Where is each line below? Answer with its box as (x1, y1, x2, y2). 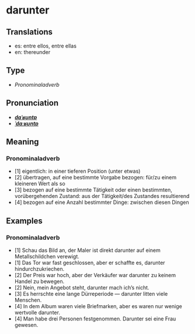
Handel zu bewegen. (14, 278, 65, 285)
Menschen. (14, 296, 42, 304)
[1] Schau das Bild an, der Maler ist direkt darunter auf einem (14, 247, 161, 254)
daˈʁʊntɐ (14, 114, 37, 121)
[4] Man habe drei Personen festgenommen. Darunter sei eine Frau (14, 315, 176, 322)
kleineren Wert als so (14, 180, 65, 188)
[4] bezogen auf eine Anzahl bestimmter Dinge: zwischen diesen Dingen (14, 199, 189, 206)
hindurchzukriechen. (14, 265, 65, 272)
